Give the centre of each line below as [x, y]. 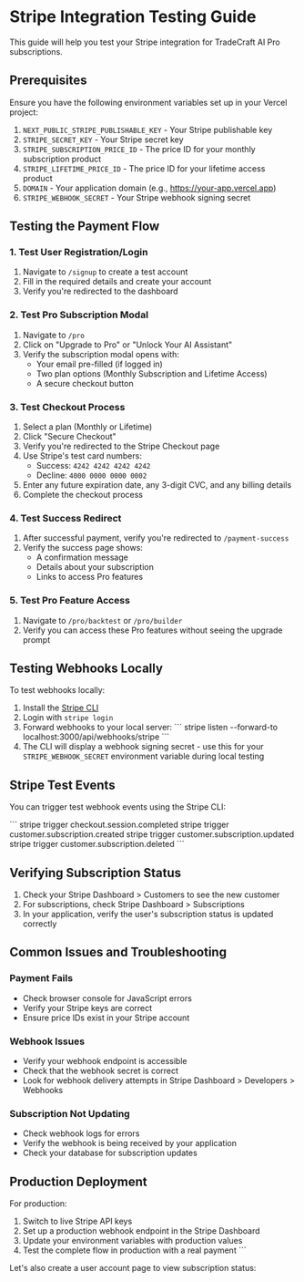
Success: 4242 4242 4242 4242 [93, 466]
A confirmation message [82, 557]
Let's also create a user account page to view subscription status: [133, 1268]
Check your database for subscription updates [110, 1153]
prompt [36, 639]
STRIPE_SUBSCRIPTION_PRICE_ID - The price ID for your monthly [139, 149]
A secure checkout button [85, 383]
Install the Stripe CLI [61, 708]
